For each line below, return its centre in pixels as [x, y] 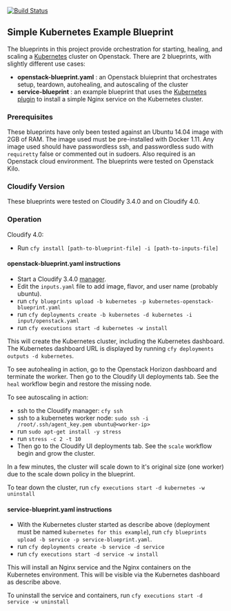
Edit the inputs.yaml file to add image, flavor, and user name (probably [118, 286]
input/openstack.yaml [48, 321]
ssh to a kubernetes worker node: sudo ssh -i [83, 418]
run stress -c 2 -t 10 [49, 438]
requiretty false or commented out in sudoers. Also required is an [101, 154]
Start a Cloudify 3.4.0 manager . [62, 279]
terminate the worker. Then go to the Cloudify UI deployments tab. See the [113, 376]
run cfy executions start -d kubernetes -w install [92, 327]
